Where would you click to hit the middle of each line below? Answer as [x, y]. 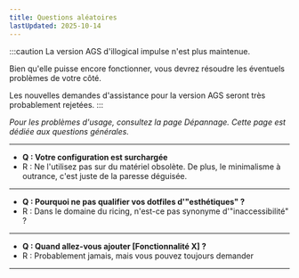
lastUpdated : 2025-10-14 [55, 26]
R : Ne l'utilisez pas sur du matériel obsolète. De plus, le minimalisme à [151, 167]
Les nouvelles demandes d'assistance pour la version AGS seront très [137, 95]
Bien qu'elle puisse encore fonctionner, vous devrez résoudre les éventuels [147, 69]
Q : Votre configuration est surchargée [95, 157]
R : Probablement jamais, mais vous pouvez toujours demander [137, 256]
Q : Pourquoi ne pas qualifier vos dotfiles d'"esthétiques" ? [133, 201]
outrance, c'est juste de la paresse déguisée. [105, 176]
